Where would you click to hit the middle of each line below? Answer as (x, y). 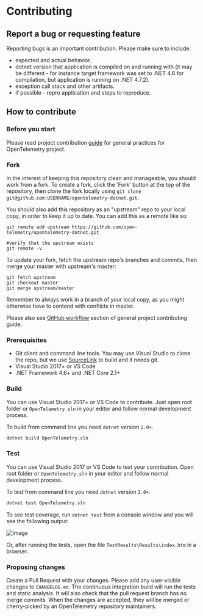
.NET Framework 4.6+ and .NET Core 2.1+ (68, 373)
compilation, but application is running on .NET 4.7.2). (82, 80)
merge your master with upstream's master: (61, 266)
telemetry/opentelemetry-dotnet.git (53, 232)
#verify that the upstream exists (50, 243)
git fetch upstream (31, 277)
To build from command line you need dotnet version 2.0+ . (80, 427)
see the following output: (37, 521)
